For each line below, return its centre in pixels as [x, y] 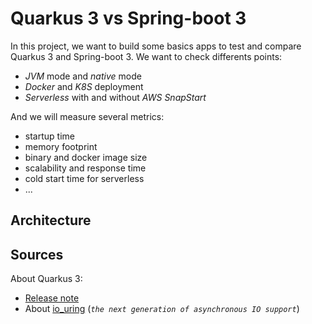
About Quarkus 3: [46, 279]
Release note [52, 298]
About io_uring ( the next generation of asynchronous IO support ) [162, 309]
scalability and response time [85, 168]
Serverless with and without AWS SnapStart [115, 97]
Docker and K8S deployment [84, 86]
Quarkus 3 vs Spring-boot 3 [128, 18]
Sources [37, 254]
